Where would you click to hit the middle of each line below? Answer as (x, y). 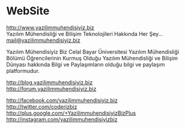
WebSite (28, 11)
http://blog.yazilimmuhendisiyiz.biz (50, 82)
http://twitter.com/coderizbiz (42, 106)
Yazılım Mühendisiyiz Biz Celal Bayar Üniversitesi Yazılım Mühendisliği (93, 51)
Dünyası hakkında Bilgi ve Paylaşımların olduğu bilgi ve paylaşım (86, 64)
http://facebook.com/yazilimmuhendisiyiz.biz (62, 100)
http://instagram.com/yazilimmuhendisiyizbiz (62, 119)
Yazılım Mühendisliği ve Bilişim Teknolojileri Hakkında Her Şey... (85, 33)
